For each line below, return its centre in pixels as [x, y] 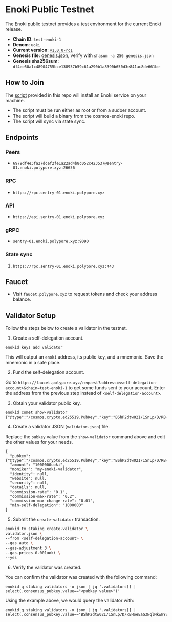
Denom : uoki [26, 44]
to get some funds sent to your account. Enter [117, 388]
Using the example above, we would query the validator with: [70, 601]
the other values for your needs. [39, 442]
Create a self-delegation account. [48, 338]
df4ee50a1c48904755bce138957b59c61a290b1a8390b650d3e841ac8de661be [86, 67]
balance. [22, 299]
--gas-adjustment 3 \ [28, 548]
